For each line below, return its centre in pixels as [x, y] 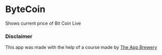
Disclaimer [19, 36]
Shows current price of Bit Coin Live [43, 23]
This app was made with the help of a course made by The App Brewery [81, 47]
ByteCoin [25, 9]
